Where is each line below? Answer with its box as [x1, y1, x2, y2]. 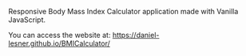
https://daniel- [112, 31, 160, 39]
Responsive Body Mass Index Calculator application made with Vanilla [8, 7, 239, 16]
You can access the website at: [8, 31, 111, 39]
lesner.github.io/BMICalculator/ [8, 39, 110, 48]
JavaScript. [8, 15, 46, 24]
